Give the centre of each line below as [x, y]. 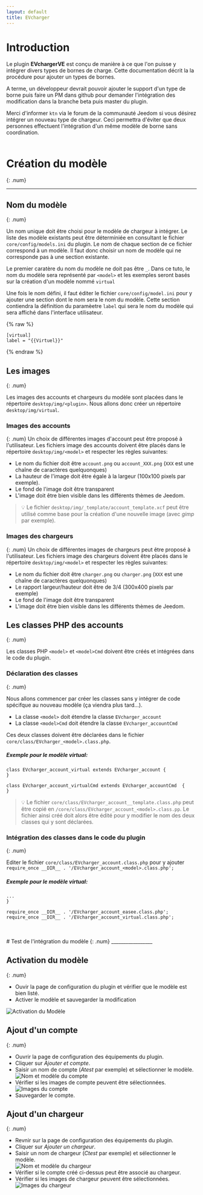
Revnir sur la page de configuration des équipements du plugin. [94, 1141]
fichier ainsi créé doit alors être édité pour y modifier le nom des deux [108, 815]
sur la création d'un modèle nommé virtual [61, 281]
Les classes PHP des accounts [65, 625]
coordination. [23, 133]
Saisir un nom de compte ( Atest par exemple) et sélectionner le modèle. [104, 1069]
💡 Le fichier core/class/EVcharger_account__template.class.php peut [108, 802]
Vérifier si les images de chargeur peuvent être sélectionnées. [92, 1179]
